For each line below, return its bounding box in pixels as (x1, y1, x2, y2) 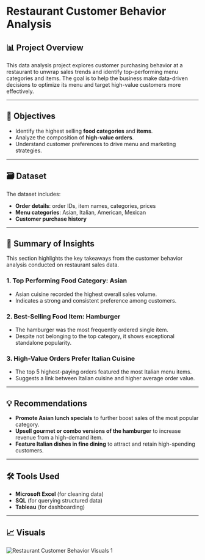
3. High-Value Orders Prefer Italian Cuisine (6, 354, 135, 363)
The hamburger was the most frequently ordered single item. (15, 326, 169, 334)
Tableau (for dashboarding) (15, 503, 85, 510)
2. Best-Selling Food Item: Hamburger (6, 312, 121, 320)
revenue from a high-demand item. (15, 434, 103, 441)
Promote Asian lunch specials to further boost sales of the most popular (15, 414, 199, 422)
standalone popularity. (15, 339, 72, 347)
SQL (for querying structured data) (15, 496, 103, 504)
